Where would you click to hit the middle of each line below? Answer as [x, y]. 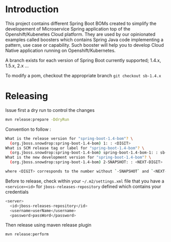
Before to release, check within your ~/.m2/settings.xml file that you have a [85, 181]
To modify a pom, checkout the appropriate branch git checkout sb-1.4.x [83, 75]
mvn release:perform [27, 234]
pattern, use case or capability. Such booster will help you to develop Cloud [85, 45]
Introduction [32, 9]
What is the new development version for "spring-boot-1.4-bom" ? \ [78, 158]
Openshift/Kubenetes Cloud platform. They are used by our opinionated [80, 34]
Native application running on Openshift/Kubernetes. [61, 50]
